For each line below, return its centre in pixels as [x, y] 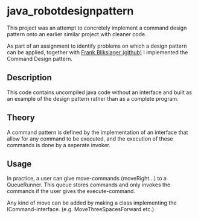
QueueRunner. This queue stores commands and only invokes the [89, 185]
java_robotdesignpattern [70, 11]
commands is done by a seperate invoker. [59, 145]
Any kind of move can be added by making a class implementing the [92, 203]
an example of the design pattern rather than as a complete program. [93, 98]
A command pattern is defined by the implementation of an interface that [97, 132]
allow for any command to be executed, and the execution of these [90, 138]
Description [29, 78]
